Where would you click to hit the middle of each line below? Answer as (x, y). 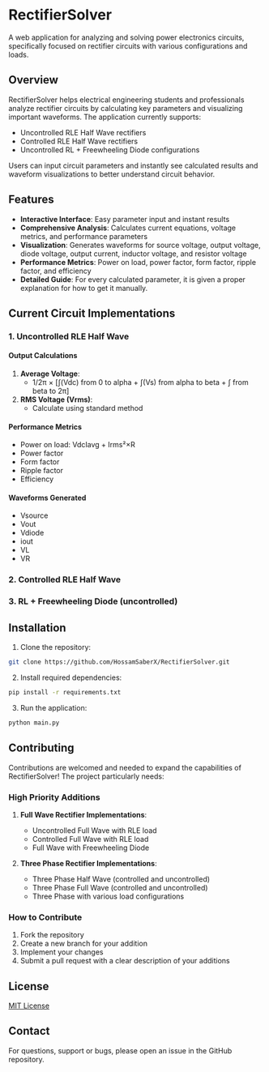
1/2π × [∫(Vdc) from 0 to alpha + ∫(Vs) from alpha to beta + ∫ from (140, 382)
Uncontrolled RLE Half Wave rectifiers (83, 132)
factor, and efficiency (56, 271)
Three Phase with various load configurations (108, 896)
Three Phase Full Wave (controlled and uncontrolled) (120, 887)
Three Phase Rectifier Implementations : (88, 863)
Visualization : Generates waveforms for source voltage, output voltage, (140, 245)
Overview (34, 80)
